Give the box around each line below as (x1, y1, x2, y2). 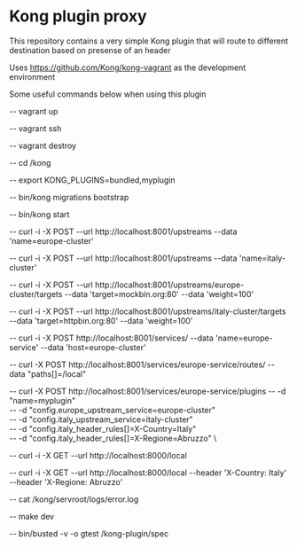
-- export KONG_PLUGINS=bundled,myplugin (9, 175, 176, 185)
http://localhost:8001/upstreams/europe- (94, 279, 245, 290)
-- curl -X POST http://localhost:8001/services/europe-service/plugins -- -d (9, 386, 286, 396)
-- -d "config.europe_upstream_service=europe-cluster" (9, 404, 215, 415)
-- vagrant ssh (9, 122, 62, 134)
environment (9, 71, 56, 82)
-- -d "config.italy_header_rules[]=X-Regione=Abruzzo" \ (9, 433, 217, 443)
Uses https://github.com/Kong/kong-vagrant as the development (9, 62, 246, 73)
